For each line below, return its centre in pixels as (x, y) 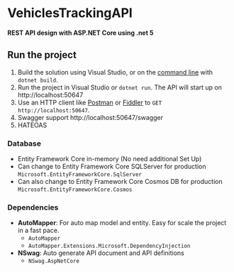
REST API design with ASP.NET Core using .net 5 (80, 33)
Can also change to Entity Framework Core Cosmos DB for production (120, 182)
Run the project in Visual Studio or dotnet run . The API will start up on (119, 87)
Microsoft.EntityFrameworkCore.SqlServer (79, 175)
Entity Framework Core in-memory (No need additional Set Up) (110, 159)
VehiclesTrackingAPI (70, 13)
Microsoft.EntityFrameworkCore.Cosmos (75, 190)
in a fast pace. (38, 230)
